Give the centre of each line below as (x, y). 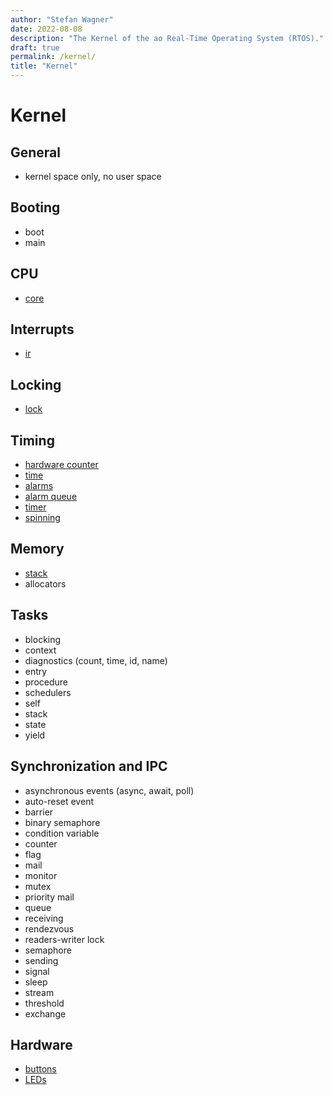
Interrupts (42, 329)
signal (37, 971)
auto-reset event (59, 801)
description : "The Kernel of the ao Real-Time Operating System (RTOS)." (167, 38)
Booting (35, 207)
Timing (32, 440)
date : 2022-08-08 (46, 29)
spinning (42, 518)
